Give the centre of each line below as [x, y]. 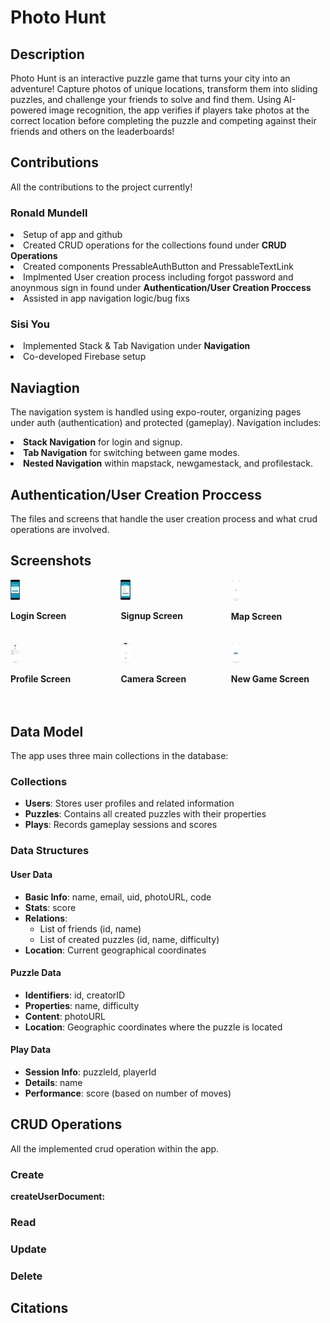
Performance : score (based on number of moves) [128, 1093]
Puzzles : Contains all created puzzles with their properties [145, 814]
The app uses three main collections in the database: [119, 756]
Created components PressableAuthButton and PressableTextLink [158, 267]
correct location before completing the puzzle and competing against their [163, 120]
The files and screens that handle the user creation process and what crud [164, 519]
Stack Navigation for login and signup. [103, 442]
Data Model [47, 731]
